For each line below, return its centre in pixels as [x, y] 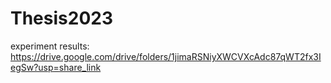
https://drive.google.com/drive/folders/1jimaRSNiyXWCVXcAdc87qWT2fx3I [166, 56]
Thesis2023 [61, 18]
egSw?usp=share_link [56, 67]
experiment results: [50, 46]
